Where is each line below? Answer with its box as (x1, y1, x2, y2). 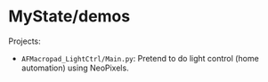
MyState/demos (8, 6, 131, 27)
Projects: (8, 36, 41, 46)
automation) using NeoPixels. (20, 62, 130, 73)
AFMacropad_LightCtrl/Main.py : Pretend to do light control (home (20, 53, 259, 63)
